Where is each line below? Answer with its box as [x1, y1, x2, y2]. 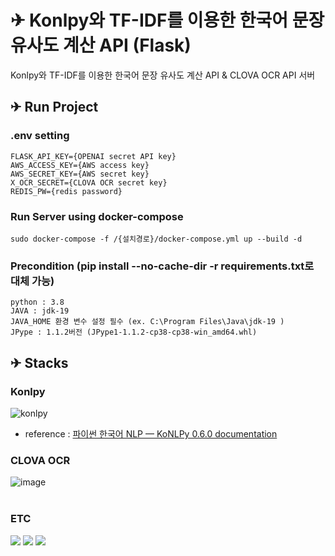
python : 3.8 [10, 297, 65, 308]
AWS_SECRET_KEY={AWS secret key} [10, 169, 150, 179]
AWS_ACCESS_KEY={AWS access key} [10, 160, 150, 170]
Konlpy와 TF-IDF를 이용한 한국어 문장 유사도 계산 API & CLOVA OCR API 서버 [10, 69, 316, 81]
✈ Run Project [10, 99, 99, 116]
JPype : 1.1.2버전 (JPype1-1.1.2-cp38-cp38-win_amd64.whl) [10, 327, 258, 338]
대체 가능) [10, 274, 55, 288]
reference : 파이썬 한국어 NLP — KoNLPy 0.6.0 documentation [24, 427, 278, 440]
